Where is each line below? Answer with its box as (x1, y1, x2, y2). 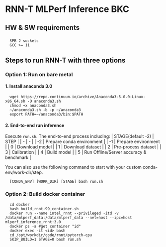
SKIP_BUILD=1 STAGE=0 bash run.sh (9, 237, 81, 242)
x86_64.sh (5, 99, 26, 104)
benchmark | (5, 154, 31, 160)
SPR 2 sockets (9, 38, 39, 43)
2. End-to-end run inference (5, 122, 65, 128)
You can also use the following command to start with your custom (5, 164, 142, 170)
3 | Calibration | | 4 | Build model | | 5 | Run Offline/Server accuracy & (5, 149, 147, 155)
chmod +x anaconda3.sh (9, 103, 57, 108)
